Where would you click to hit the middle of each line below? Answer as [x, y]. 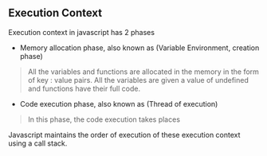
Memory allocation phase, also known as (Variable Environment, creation [139, 48]
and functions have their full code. [84, 88]
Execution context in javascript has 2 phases [82, 32]
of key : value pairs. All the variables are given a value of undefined [138, 80]
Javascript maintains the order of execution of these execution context [124, 135]
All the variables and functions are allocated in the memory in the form [143, 72]
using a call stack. [38, 143]
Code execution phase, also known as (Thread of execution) [119, 103]
